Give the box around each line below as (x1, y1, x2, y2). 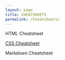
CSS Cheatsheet (5, 40, 40, 46)
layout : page (5, 7, 33, 13)
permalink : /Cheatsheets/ (5, 17, 60, 22)
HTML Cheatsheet (5, 31, 44, 37)
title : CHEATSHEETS (5, 12, 47, 17)
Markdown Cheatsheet (5, 50, 53, 56)
